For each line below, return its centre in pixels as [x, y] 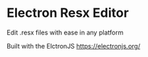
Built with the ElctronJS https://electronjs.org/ [73, 46]
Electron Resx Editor [68, 13]
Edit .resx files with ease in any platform [65, 32]
